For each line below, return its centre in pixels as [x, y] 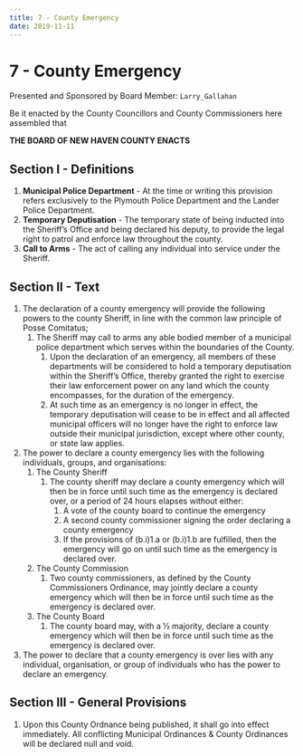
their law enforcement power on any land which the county [159, 386]
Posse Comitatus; [55, 328]
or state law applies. [87, 444]
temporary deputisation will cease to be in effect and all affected [170, 415]
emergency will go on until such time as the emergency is [170, 550]
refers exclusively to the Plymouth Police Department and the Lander [151, 201]
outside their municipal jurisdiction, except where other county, [167, 434]
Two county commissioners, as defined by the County [150, 578]
